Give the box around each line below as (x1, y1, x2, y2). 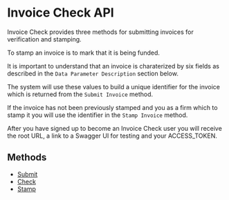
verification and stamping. (7, 35, 82, 43)
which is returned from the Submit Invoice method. (7, 90, 154, 98)
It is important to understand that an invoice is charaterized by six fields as (7, 62, 220, 70)
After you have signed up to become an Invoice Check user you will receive (7, 124, 223, 132)
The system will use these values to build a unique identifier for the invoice (7, 82, 220, 91)
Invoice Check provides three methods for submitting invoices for (7, 28, 194, 36)
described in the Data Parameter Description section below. (7, 69, 178, 78)
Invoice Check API (7, 5, 114, 21)
